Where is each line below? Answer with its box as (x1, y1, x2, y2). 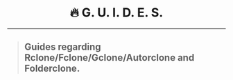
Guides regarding (24, 41, 102, 53)
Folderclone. (24, 63, 80, 74)
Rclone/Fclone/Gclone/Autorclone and (24, 52, 195, 63)
